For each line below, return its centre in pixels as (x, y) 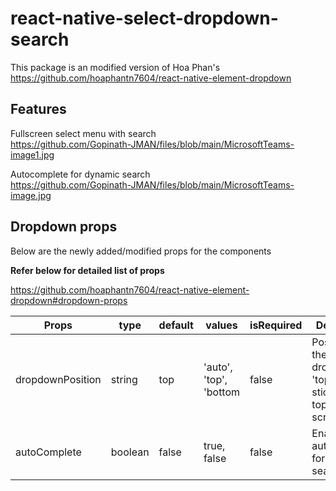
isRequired (276, 325)
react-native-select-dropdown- (144, 18)
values (221, 325)
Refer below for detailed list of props (87, 270)
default (176, 325)
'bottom (222, 392)
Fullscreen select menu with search (83, 133)
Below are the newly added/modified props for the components (141, 251)
